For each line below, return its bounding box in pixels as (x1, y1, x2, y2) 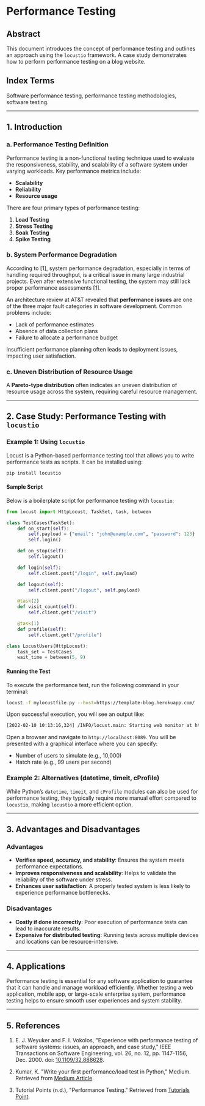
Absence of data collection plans (15, 327, 98, 334)
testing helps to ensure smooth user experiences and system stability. (6, 997, 182, 1004)
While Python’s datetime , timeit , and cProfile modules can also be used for (6, 788, 198, 795)
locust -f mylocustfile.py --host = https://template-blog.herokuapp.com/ (6, 699, 195, 705)
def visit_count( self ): (17, 604, 78, 610)
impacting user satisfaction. (6, 352, 76, 359)
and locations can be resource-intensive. (15, 938, 119, 945)
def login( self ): (17, 565, 62, 571)
